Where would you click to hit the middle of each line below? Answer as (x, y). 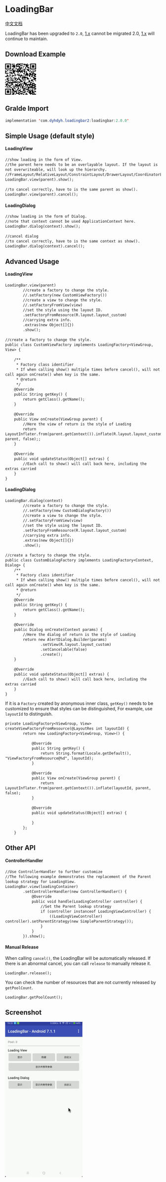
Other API (21, 848)
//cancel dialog (22, 237)
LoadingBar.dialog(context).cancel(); (45, 247)
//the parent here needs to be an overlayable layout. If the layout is (82, 165)
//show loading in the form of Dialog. (46, 217)
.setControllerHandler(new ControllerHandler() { (75, 891)
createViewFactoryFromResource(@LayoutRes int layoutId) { (67, 729)
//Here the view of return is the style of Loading (77, 424)
